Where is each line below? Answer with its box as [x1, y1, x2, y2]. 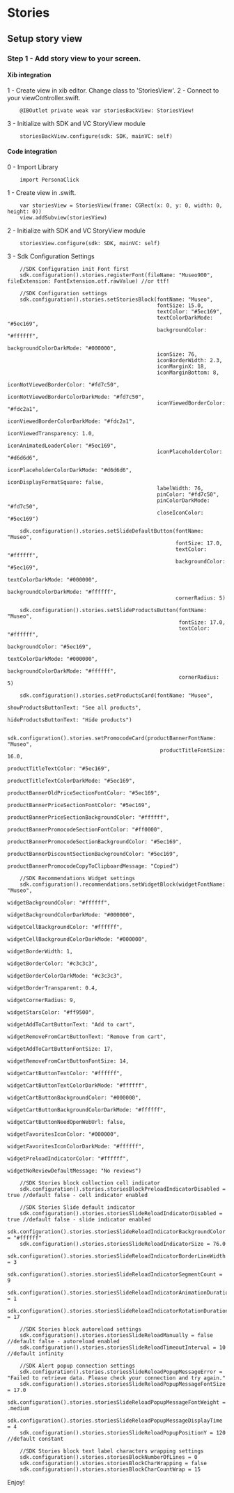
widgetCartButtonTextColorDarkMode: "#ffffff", [7, 1081, 148, 1089]
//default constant [7, 1435, 64, 1442]
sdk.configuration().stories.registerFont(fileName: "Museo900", [19, 272, 214, 279]
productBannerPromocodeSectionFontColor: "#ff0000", [7, 826, 164, 833]
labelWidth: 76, [156, 485, 204, 492]
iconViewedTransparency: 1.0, [7, 430, 95, 437]
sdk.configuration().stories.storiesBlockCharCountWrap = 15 [19, 1466, 201, 1473]
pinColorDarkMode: [156, 497, 210, 504]
